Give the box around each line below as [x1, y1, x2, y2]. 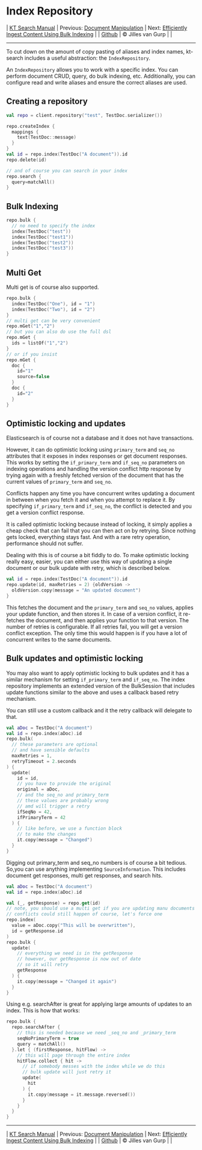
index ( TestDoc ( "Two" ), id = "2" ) [11, 306, 96, 312]
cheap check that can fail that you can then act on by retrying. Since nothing [6, 527, 196, 534]
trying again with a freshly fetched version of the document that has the [6, 472, 185, 479]
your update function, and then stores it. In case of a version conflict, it [6, 610, 182, 618]
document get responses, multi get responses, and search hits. [6, 871, 163, 879]
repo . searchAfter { [11, 1024, 61, 1031]
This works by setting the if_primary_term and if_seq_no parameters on [6, 459, 185, 466]
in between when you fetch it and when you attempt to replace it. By [6, 496, 176, 504]
